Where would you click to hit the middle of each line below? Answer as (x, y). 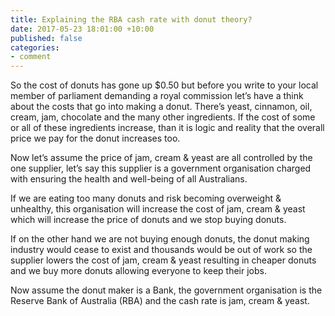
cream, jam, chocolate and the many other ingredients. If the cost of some (163, 117)
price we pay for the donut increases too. (95, 138)
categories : (35, 47)
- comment (31, 57)
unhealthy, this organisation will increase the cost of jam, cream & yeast (158, 209)
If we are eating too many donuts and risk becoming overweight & (146, 198)
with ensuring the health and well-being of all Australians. (129, 179)
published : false (46, 38)
